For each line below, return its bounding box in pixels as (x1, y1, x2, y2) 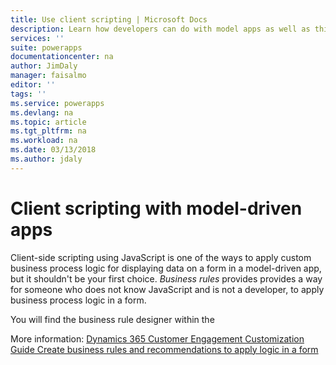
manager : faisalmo (10, 71, 87, 81)
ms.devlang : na (10, 107, 74, 118)
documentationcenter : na (10, 52, 114, 62)
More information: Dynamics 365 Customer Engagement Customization (10, 332, 305, 345)
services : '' (10, 33, 65, 43)
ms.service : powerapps (10, 98, 105, 108)
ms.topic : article (10, 117, 87, 127)
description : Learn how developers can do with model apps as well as (10, 24, 311, 34)
